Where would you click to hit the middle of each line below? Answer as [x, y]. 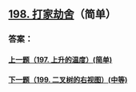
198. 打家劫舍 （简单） [62, 14]
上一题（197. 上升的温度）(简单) [60, 59]
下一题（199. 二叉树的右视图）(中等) [68, 79]
